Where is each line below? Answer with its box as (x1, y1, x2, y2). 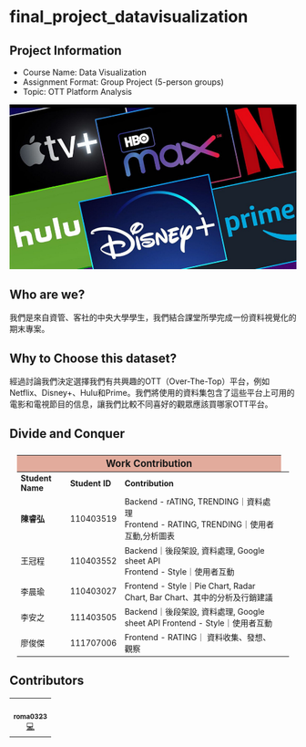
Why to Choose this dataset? (9, 350, 178, 366)
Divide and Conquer (9, 426, 126, 441)
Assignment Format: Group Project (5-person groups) (22, 77, 225, 88)
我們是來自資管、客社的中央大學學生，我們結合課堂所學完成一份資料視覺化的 (9, 312, 297, 323)
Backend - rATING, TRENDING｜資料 (124, 496, 263, 507)
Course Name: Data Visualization (22, 67, 148, 78)
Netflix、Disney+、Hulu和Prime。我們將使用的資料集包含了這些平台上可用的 (9, 388, 295, 399)
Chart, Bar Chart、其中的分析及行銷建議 (124, 591, 273, 603)
